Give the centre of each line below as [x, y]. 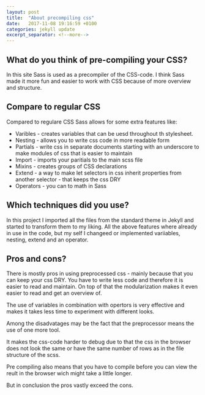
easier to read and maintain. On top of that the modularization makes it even [102, 287]
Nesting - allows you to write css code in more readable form [92, 140]
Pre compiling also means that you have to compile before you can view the [102, 367]
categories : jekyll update [41, 29]
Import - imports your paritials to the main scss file [79, 160]
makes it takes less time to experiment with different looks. [80, 311]
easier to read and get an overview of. [54, 293]
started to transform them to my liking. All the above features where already [102, 226]
